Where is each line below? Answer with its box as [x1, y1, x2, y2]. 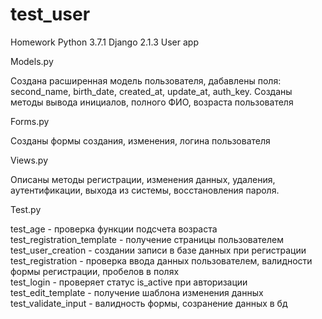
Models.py [10, 55, 54, 67]
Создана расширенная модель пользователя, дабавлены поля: [10, 74, 282, 87]
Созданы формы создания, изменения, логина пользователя [10, 134, 271, 147]
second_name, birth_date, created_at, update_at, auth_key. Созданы [10, 85, 293, 97]
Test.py [10, 203, 42, 215]
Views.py [10, 154, 49, 166]
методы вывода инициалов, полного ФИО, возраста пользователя [10, 96, 294, 108]
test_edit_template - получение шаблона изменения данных [10, 286, 264, 298]
